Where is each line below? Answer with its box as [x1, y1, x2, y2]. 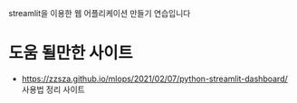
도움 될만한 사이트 [8, 43, 133, 63]
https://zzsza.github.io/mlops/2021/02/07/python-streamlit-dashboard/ [21, 73, 289, 84]
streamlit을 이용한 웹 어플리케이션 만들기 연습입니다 [8, 8, 191, 18]
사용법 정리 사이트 [21, 84, 85, 95]
